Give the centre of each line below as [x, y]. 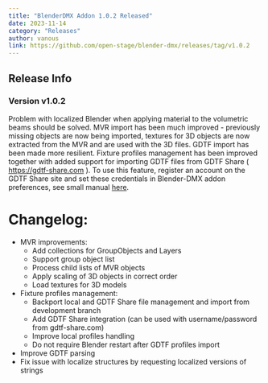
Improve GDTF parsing [58, 353]
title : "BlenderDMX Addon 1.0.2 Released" [80, 16]
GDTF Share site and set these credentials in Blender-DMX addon [117, 179]
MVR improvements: [54, 241]
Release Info [40, 78]
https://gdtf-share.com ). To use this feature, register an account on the [127, 170]
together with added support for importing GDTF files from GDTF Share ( [129, 161]
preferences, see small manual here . [69, 187]
